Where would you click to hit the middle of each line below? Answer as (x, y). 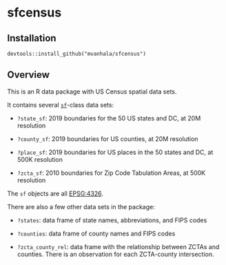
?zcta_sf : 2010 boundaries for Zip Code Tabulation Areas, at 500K (111, 173)
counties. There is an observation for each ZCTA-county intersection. (116, 254)
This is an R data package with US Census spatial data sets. (92, 92)
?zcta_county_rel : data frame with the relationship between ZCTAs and (118, 246)
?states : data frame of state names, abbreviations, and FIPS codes (112, 220)
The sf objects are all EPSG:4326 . (55, 193)
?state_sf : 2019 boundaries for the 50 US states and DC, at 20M (109, 118)
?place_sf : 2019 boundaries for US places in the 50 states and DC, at (115, 152)
